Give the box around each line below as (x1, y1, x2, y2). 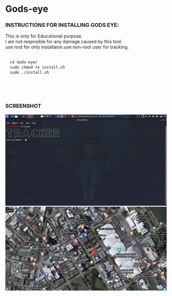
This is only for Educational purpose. (5, 33, 83, 39)
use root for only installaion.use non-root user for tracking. (5, 44, 129, 50)
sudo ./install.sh (10, 70, 50, 75)
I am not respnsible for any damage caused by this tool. (5, 39, 123, 45)
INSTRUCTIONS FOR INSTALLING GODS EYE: (5, 22, 119, 29)
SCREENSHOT (5, 102, 41, 109)
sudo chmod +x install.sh (10, 65, 66, 70)
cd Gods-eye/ (10, 60, 38, 65)
